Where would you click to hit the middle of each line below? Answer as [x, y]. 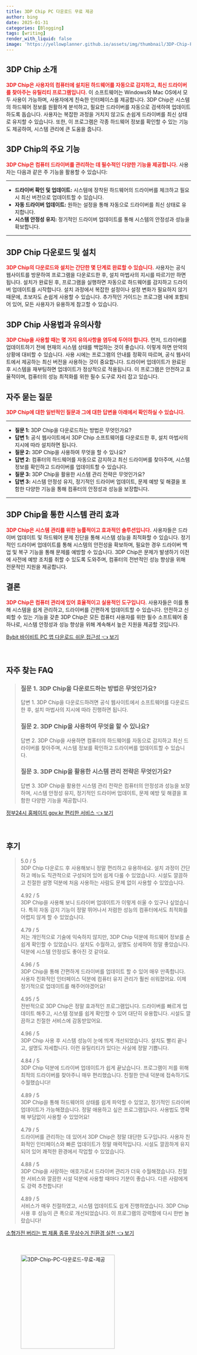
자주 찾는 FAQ [30, 670]
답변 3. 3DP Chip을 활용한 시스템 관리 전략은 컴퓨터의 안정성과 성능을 [100, 786]
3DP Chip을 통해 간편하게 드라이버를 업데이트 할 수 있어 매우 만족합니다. [103, 971]
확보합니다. [27, 226]
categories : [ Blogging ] [35, 28]
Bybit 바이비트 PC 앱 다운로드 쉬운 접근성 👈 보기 [62, 637]
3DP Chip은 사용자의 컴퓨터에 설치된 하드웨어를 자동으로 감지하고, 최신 [86, 85]
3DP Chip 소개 [32, 70]
